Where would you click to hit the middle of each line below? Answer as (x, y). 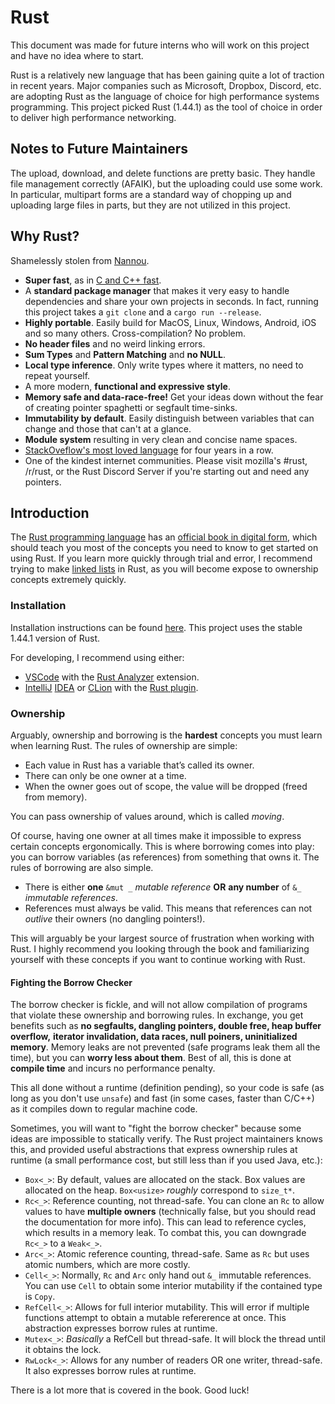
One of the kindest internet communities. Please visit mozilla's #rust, (166, 460)
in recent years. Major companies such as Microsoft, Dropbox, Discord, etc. (166, 85)
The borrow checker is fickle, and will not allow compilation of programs (159, 1005)
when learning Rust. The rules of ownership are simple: (124, 745)
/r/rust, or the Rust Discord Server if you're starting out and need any (167, 471)
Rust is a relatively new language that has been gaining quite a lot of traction (167, 75)
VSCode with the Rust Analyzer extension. (112, 677)
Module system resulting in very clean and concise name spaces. (161, 439)
